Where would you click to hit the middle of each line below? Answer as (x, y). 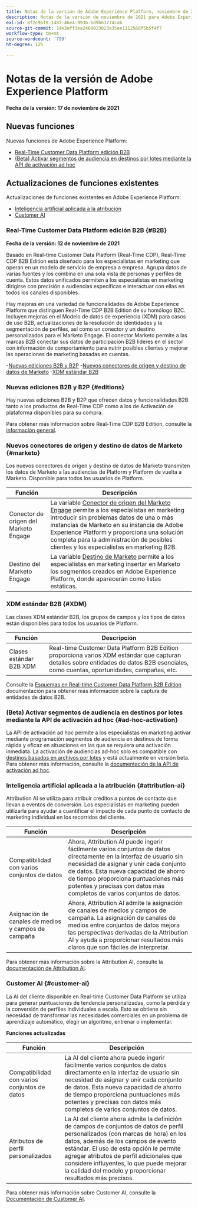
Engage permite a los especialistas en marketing (117, 510)
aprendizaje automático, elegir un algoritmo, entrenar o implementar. (89, 1021)
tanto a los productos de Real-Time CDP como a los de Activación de (90, 406)
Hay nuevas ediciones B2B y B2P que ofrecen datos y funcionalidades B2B (97, 400)
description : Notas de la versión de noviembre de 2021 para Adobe (91, 17)
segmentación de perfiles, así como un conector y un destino (80, 329)
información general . (32, 430)
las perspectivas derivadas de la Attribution (128, 933)
